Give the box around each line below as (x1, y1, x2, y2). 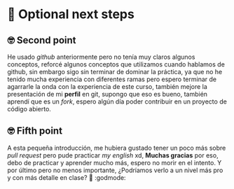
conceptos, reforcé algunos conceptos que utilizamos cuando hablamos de (7, 60, 226, 69)
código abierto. (7, 105, 51, 113)
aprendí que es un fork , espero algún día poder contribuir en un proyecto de (7, 97, 228, 106)
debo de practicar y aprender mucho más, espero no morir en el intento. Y (7, 158, 222, 167)
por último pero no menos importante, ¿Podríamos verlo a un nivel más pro (7, 166, 223, 174)
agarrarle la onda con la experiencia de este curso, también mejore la (7, 83, 208, 90)
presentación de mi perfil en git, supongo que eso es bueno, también (7, 90, 208, 98)
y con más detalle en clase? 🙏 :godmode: (7, 173, 126, 181)
